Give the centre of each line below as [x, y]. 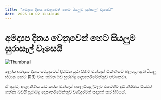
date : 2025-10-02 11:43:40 [32, 14]
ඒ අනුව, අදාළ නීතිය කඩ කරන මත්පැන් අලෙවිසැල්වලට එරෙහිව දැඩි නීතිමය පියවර [79, 86]
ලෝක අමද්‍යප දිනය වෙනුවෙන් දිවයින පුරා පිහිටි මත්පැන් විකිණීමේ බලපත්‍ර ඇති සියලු [81, 71]
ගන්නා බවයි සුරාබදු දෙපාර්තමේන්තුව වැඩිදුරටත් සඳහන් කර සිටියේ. [66, 92]
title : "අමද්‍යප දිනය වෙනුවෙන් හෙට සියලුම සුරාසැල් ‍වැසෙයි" [59, 9]
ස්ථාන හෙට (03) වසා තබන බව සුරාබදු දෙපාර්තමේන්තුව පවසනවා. [66, 77]
